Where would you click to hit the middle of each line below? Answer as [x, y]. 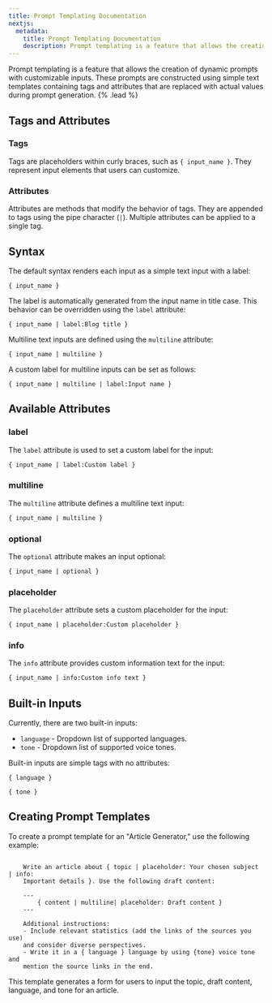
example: [23, 845]
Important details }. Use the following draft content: [119, 881]
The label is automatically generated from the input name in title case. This [133, 300]
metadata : [32, 31]
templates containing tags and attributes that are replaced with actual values [136, 87]
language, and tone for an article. [64, 990]
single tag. [26, 226]
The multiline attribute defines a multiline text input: [96, 503]
